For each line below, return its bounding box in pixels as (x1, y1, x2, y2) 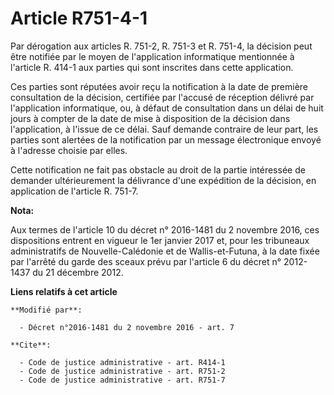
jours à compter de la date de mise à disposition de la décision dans (10, 112, 291, 124)
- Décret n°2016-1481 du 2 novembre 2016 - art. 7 (19, 322, 235, 332)
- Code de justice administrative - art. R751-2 (19, 366, 226, 376)
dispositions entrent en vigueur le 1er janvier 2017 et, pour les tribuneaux (10, 234, 310, 246)
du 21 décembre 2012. (32, 266, 124, 278)
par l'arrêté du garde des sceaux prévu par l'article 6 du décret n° (10, 255, 282, 267)
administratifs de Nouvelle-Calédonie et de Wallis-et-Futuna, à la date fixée (10, 245, 320, 257)
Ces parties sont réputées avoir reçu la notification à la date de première (10, 80, 309, 92)
